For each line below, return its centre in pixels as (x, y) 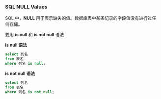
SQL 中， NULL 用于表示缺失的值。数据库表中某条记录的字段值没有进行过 (79, 18)
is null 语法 (16, 45)
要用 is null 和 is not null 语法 (35, 35)
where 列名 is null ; (25, 64)
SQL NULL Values (26, 7)
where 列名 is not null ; (30, 92)
